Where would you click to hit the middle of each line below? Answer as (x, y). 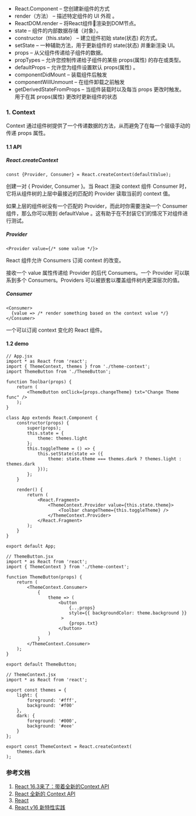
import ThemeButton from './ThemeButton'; (59, 372)
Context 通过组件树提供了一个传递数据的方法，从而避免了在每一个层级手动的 (98, 126)
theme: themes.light (62, 439)
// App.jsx (19, 356)
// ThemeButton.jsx (30, 557)
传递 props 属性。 (27, 133)
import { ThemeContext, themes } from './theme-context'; (78, 366)
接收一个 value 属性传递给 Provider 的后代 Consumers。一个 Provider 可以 (95, 272)
